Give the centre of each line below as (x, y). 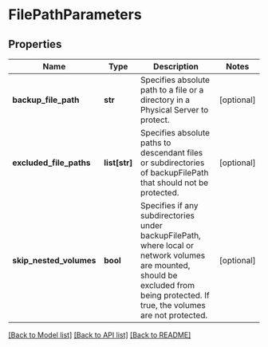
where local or (167, 245)
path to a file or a (172, 90)
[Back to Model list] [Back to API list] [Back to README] (100, 335)
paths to (156, 143)
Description (176, 67)
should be (159, 275)
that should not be (175, 183)
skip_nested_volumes (54, 260)
